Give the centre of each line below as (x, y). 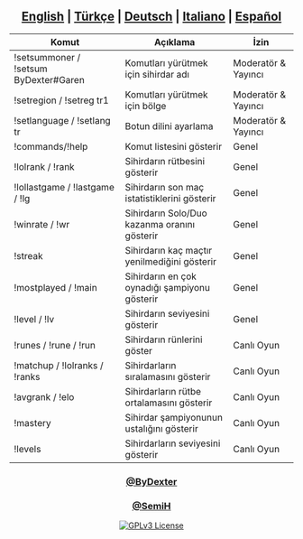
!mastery (32, 423)
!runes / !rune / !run (55, 345)
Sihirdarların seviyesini (173, 443)
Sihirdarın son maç (165, 187)
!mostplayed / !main (55, 287)
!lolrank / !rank (44, 166)
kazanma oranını (160, 224)
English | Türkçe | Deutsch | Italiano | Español (151, 17)
